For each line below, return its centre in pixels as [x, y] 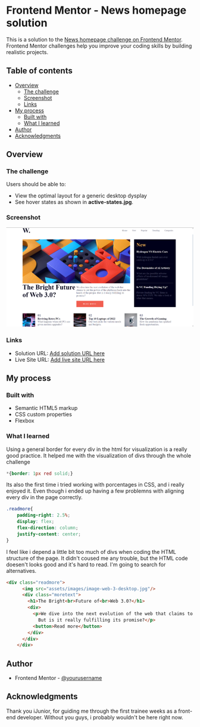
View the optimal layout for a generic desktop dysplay [81, 196]
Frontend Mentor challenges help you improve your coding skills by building [99, 46]
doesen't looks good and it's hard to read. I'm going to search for [86, 564]
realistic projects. [27, 52]
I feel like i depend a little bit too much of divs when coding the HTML [91, 551]
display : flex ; [36, 522]
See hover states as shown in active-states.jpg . [74, 202]
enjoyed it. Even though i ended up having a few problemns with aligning [95, 491]
